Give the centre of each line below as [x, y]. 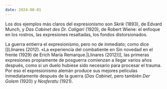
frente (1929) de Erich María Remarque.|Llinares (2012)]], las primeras [77, 55]
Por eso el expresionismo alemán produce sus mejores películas [71, 71]
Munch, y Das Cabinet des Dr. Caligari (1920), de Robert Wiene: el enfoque [83, 29]
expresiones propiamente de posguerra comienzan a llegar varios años [78, 60]
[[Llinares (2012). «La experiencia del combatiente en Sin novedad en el [79, 49]
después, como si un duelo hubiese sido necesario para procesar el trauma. [83, 65]
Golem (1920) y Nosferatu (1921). [39, 81]
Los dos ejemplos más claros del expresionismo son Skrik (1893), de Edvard [84, 24]
